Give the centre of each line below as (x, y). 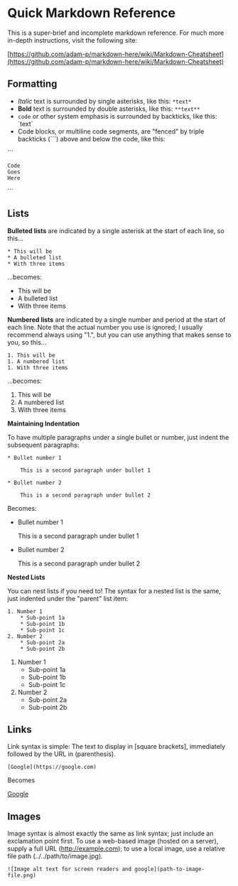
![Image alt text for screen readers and (70, 869)
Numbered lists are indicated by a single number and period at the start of (117, 319)
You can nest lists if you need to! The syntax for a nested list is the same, (114, 590)
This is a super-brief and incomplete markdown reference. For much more (116, 33)
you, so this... (27, 342)
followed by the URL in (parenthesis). (61, 754)
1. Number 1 (25, 611)
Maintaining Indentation (44, 423)
